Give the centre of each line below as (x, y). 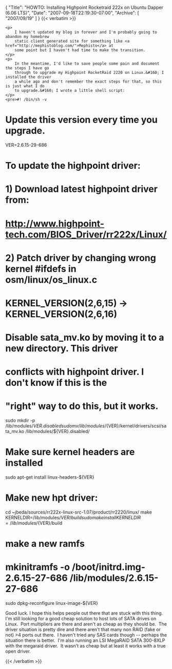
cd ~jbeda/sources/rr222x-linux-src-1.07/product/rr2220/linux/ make (79, 512)
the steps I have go (27, 68)
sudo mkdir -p (20, 421)
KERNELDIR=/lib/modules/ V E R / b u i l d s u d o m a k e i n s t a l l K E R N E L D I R (73, 518)
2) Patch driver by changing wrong (81, 258)
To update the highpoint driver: (73, 166)
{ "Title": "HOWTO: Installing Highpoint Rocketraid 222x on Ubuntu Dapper (84, 7)
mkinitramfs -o (38, 567)
